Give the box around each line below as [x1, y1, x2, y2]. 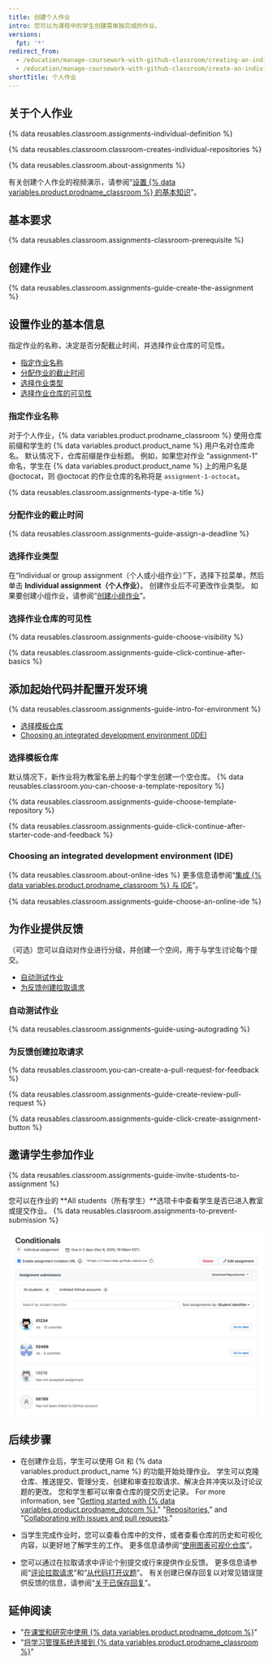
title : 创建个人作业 [8, 13, 71, 21]
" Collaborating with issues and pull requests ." [19, 1513, 173, 1522]
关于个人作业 [8, 107, 73, 120]
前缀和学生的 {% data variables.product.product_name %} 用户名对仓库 [8, 440, 248, 451]
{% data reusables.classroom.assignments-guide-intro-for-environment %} [8, 704, 262, 714]
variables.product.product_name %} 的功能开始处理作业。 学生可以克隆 [19, 1466, 260, 1476]
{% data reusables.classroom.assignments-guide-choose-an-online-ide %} [8, 896, 262, 906]
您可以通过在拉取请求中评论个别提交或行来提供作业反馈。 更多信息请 [19, 1557, 250, 1567]
